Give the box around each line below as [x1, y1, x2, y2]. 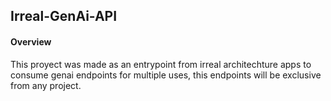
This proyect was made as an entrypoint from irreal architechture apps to [10, 58, 312, 70]
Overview [10, 35, 52, 48]
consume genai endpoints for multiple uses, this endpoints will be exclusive [10, 69, 322, 81]
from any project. [10, 79, 82, 91]
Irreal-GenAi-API [10, 8, 118, 25]
